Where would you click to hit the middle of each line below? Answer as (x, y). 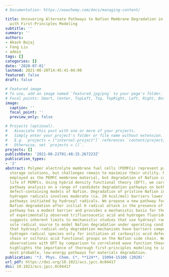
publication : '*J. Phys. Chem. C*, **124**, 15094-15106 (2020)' (75, 257)
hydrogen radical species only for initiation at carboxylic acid (81, 234)
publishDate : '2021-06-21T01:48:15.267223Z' (53, 154)
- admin (13, 52)
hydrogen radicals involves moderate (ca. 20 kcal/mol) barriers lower (87, 196)
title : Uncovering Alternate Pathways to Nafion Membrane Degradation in (84, 19)
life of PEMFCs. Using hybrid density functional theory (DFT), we (82, 182)
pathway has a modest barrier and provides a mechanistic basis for (83, 210)
